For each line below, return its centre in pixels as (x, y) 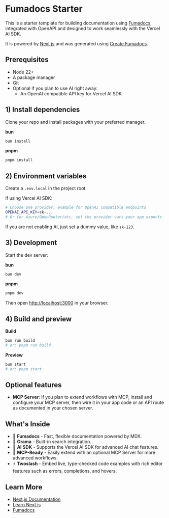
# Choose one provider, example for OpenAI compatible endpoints (76, 208)
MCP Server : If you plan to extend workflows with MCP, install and (82, 397)
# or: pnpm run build (28, 345)
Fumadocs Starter (44, 9)
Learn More (24, 487)
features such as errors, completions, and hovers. (65, 471)
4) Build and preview (39, 319)
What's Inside (28, 424)
